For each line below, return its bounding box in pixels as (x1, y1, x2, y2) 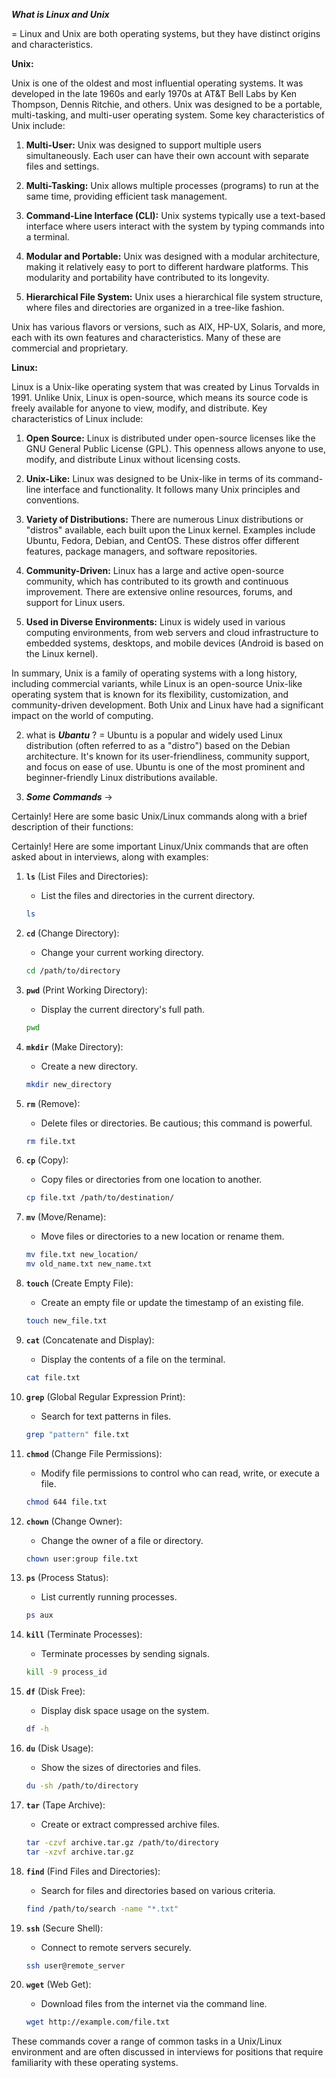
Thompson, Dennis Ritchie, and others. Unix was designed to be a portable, (11, 99, 323, 110)
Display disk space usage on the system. (40, 1705, 210, 1717)
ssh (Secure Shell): (25, 1922, 104, 1934)
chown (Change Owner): (25, 1515, 123, 1527)
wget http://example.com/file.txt (25, 2017, 170, 2028)
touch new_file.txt (25, 1316, 108, 1326)
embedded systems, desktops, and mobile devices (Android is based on (25, 637, 324, 649)
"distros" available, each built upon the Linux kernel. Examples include (25, 524, 316, 536)
